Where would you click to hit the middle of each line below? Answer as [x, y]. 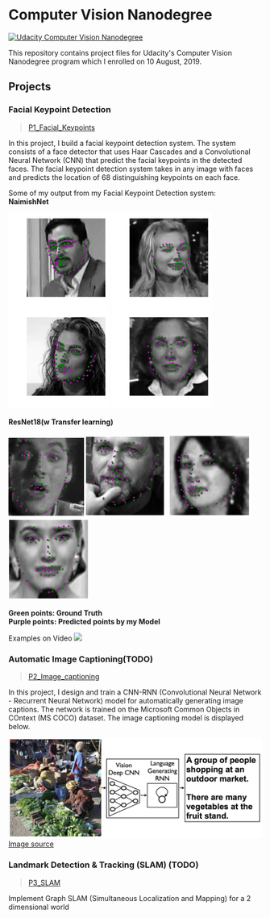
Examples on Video [40, 638]
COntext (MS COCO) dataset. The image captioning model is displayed [126, 718]
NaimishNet [29, 201]
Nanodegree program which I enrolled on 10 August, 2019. [105, 61]
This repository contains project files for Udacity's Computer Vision [120, 52]
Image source [31, 844]
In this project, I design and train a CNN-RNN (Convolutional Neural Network [135, 692]
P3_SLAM [44, 883]
